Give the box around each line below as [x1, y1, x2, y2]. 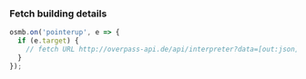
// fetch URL [25, 44, 76, 54]
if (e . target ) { [17, 36, 79, 45]
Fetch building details [9, 7, 107, 20]
